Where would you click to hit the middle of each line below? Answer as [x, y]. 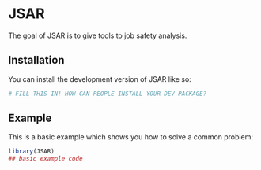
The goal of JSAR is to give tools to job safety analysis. [98, 35]
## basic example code [45, 159]
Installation [36, 60]
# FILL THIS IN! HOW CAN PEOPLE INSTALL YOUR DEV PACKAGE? [108, 94]
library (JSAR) [32, 152]
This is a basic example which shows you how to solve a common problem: [130, 137]
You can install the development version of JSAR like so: [100, 79]
